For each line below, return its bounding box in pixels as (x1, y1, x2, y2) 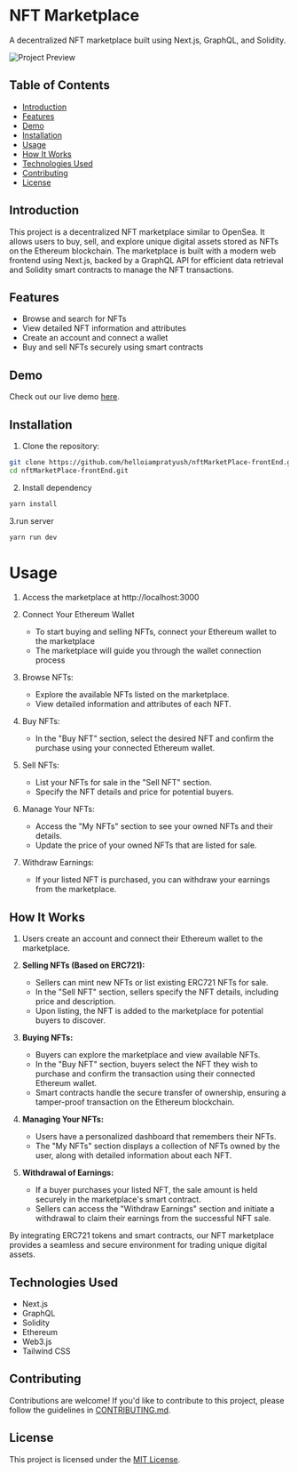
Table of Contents (9, 77, 111, 93)
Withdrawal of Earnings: (21, 1167, 114, 1179)
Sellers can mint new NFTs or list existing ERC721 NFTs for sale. (35, 978, 269, 988)
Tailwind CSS (21, 1346, 71, 1356)
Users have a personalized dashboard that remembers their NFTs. (35, 1131, 277, 1142)
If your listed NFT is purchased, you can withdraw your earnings (35, 874, 271, 885)
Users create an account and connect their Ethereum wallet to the (21, 933, 263, 944)
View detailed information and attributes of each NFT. (35, 699, 232, 710)
